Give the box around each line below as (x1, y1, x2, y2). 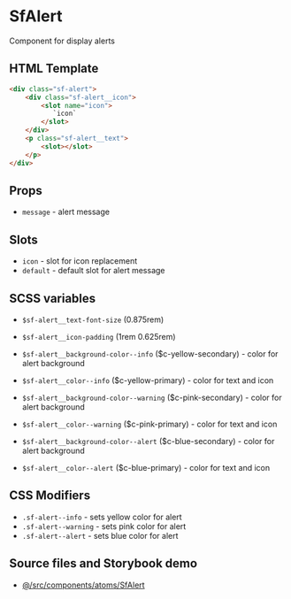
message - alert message (21, 206, 111, 218)
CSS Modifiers (9, 488, 91, 503)
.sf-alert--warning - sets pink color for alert (21, 520, 187, 532)
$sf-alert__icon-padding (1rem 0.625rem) (21, 331, 176, 342)
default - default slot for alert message (21, 265, 165, 276)
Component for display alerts (9, 35, 115, 46)
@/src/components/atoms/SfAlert (21, 580, 145, 590)
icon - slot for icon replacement (21, 256, 138, 266)
